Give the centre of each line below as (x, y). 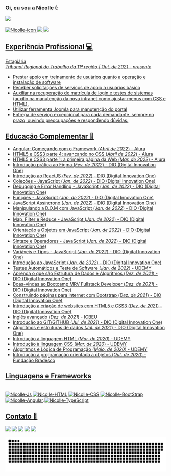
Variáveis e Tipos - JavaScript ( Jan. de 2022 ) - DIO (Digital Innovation (86, 251)
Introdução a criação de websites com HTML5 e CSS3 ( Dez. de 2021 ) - (87, 306)
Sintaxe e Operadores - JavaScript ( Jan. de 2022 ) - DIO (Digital (80, 241)
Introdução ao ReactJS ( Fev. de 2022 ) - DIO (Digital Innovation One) (84, 176)
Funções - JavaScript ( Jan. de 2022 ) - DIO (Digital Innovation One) (83, 197)
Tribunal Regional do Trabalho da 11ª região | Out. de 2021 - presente (78, 67)
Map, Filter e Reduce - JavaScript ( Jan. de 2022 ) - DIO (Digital (78, 219)
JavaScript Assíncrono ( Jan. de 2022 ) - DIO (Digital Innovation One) (84, 203)
